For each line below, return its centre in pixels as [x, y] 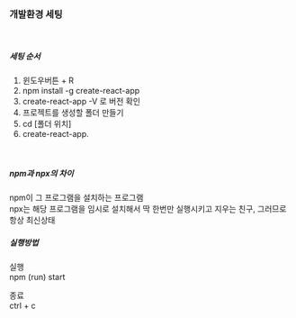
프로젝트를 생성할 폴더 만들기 [73, 113]
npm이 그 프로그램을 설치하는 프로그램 [76, 198]
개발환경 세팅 [36, 14]
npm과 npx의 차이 [41, 173]
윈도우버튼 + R [48, 81]
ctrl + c [22, 306]
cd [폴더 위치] [47, 124]
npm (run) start [37, 277]
